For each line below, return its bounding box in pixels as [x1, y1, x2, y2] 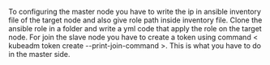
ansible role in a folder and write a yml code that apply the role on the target [8, 24, 262, 33]
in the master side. [8, 50, 71, 59]
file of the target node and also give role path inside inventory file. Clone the [8, 15, 263, 25]
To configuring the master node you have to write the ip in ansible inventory [8, 7, 262, 16]
